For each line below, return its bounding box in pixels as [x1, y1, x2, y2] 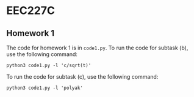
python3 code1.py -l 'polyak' [6, 85, 84, 91]
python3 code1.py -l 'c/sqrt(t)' [6, 62, 92, 68]
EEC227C [6, 4, 55, 18]
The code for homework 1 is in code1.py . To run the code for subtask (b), [6, 44, 189, 51]
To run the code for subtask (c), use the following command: [6, 73, 159, 80]
